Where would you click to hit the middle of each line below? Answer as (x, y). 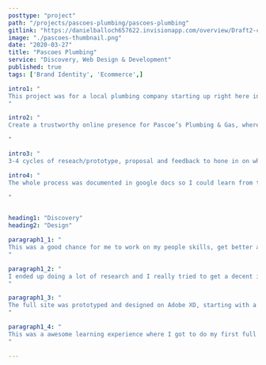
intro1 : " (25, 89)
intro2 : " (25, 118)
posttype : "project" (42, 15)
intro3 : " (25, 154)
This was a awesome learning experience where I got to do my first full (133, 334)
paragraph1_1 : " (35, 240)
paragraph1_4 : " (35, 327)
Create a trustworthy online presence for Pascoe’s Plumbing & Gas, (123, 125)
